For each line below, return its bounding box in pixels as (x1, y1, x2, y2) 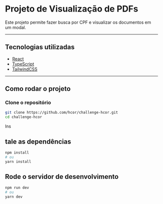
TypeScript (12, 61, 34, 67)
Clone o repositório (5, 99, 51, 106)
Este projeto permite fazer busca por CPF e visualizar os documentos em (5, 19, 151, 25)
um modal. (5, 24, 26, 30)
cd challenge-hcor (5, 115, 42, 119)
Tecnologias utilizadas (5, 43, 75, 51)
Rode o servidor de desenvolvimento (5, 173, 119, 181)
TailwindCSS (12, 66, 38, 72)
